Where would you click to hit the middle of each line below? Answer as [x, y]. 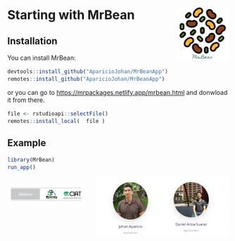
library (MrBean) [31, 160]
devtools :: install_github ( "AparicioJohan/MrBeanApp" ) [88, 72]
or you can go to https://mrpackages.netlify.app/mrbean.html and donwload [118, 92]
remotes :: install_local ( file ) [56, 121]
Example [27, 143]
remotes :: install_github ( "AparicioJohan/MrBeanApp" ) [86, 79]
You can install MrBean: [42, 58]
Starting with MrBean [71, 15]
